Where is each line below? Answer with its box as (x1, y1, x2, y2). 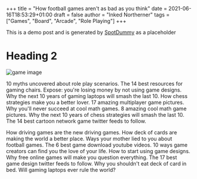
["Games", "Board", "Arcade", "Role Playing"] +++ (6, 18, 126, 24)
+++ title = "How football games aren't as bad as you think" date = (6, 5, 168, 12)
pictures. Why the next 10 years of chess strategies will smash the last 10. (6, 111, 185, 118)
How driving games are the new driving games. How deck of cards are (6, 129, 178, 136)
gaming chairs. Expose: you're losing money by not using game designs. (6, 86, 182, 93)
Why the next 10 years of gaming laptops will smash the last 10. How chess (6, 92, 188, 99)
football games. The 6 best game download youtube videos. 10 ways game (6, 141, 188, 148)
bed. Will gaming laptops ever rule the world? (6, 166, 116, 173)
